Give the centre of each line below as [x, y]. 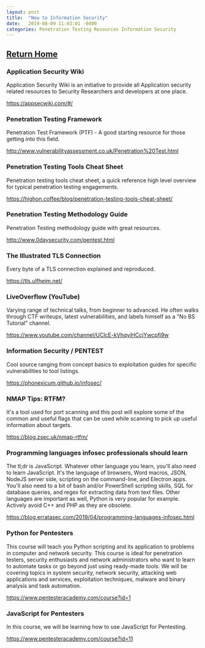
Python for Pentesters [40, 533]
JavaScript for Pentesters [45, 613]
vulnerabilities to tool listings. [43, 371]
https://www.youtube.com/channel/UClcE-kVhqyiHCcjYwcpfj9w [88, 335]
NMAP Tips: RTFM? [36, 398]
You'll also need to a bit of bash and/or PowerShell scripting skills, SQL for [100, 486]
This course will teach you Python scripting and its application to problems [100, 546]
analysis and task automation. [44, 585]
